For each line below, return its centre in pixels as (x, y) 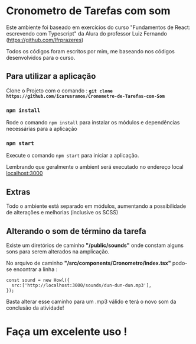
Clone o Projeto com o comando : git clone (60, 91)
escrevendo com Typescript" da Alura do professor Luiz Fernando (86, 33)
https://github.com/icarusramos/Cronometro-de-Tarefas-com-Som (86, 96)
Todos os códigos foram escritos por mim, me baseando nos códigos (91, 51)
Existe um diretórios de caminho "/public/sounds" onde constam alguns (95, 245)
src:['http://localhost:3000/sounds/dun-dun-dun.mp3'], (81, 285)
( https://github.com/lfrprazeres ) (45, 40)
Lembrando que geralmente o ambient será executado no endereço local (95, 167)
